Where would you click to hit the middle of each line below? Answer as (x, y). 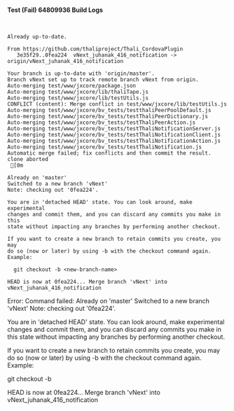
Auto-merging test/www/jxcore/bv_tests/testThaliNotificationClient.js (114, 135)
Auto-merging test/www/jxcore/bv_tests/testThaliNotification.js (104, 147)
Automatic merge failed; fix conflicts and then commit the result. (109, 153)
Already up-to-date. (37, 37)
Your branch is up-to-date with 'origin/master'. (81, 74)
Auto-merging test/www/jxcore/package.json (72, 86)
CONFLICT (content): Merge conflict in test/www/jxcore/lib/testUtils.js (117, 104)
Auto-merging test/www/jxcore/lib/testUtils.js (78, 98)
